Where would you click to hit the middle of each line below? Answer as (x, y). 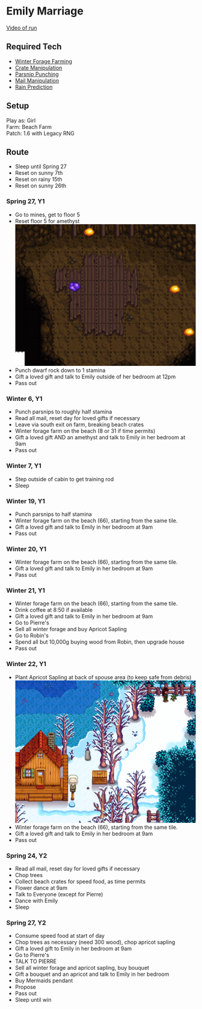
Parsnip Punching (37, 74)
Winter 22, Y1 (26, 664)
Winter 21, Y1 (26, 591)
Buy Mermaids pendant (44, 981)
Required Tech (34, 47)
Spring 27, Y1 (26, 201)
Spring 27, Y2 (26, 922)
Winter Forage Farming (43, 61)
